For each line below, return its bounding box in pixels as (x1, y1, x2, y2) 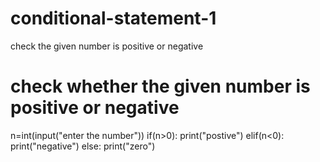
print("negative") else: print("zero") (10, 140, 156, 152)
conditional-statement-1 (10, 7, 217, 30)
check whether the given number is (10, 75, 311, 98)
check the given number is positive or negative (10, 40, 204, 52)
